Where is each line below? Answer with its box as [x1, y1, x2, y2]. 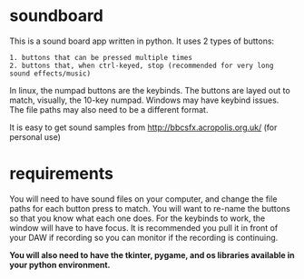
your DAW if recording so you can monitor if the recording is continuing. [9, 232, 279, 243]
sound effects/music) [9, 69, 92, 78]
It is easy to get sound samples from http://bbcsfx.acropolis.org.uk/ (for [9, 122, 278, 133]
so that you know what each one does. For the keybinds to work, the [9, 213, 266, 224]
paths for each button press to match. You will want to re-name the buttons [9, 203, 290, 214]
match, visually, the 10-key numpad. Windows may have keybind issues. [9, 95, 279, 105]
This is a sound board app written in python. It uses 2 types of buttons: [9, 35, 275, 46]
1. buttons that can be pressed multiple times [9, 53, 193, 62]
